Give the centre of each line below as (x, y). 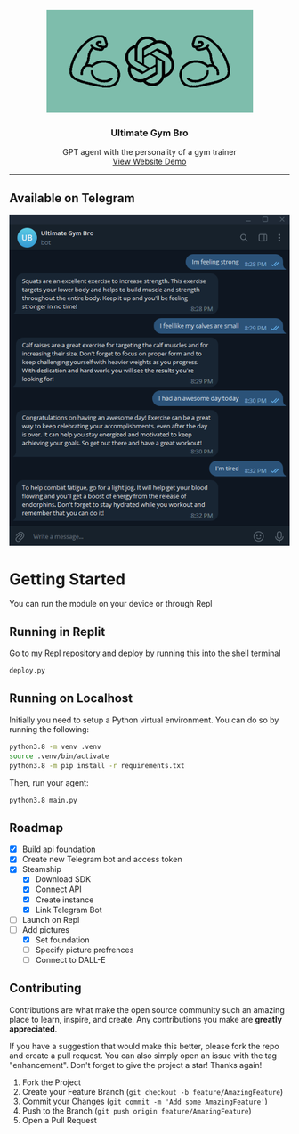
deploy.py (28, 671)
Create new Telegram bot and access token (102, 860)
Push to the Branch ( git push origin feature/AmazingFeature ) (137, 1110)
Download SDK (63, 879)
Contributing (45, 988)
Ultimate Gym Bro (149, 133)
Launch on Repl (51, 919)
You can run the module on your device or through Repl (111, 604)
